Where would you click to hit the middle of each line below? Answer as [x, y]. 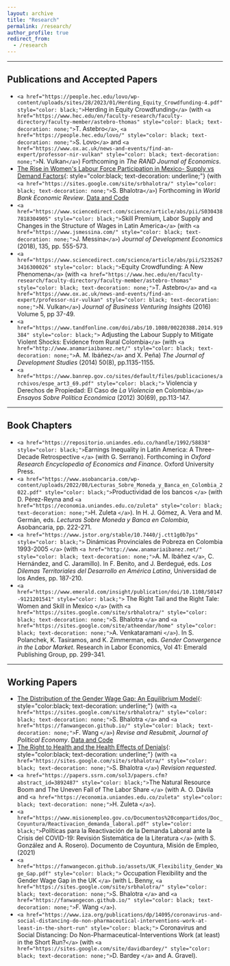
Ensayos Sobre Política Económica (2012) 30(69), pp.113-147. [103, 397]
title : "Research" [33, 20]
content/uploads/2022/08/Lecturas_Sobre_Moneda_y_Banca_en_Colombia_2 [120, 485]
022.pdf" [29, 492]
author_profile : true [38, 33]
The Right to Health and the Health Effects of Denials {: [94, 747]
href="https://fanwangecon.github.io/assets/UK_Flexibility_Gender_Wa [120, 867]
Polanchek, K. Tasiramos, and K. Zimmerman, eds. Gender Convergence [119, 639]
